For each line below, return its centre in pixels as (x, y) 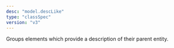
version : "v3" (24, 22)
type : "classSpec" (29, 17)
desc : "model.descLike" (35, 11)
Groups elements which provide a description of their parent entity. (87, 39)
